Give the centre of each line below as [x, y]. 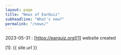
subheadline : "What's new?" [35, 19]
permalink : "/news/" [27, 24]
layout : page [19, 10]
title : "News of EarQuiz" [32, 14]
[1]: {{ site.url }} [21, 47]
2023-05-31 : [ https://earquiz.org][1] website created [61, 38]
